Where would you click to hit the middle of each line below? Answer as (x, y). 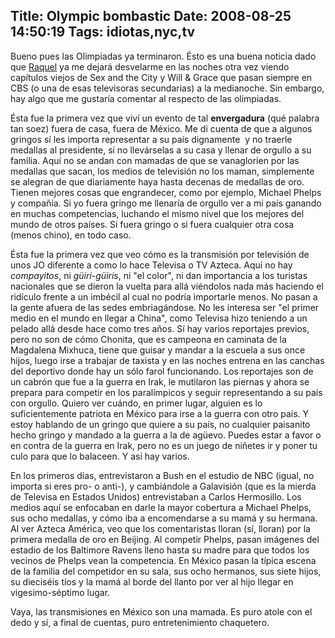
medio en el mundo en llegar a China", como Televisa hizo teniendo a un (159, 318)
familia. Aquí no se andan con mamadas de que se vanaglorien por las (155, 160)
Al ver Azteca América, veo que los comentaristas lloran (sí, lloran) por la (160, 528)
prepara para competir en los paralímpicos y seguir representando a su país (166, 392)
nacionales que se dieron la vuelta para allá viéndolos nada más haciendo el (167, 286)
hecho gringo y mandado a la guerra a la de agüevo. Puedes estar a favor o (166, 435)
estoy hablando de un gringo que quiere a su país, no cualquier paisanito (160, 424)
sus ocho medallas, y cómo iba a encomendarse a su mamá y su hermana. (164, 518)
